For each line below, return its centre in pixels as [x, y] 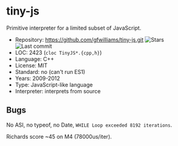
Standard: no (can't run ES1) [50, 71]
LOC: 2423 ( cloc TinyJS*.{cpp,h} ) [58, 52]
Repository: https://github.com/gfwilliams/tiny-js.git [79, 39]
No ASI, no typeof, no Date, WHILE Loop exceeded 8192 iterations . [89, 125]
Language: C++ [35, 59]
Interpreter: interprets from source [58, 91]
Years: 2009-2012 [38, 78]
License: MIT [31, 65]
